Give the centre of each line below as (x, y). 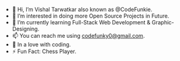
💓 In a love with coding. (41, 45)
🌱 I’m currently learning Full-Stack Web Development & (81, 22)
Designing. (26, 29)
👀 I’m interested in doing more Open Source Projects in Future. (91, 16)
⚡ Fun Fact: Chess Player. (44, 51)
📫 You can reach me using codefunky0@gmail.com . (78, 36)
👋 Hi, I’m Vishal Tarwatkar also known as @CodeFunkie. (82, 9)
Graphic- (163, 22)
